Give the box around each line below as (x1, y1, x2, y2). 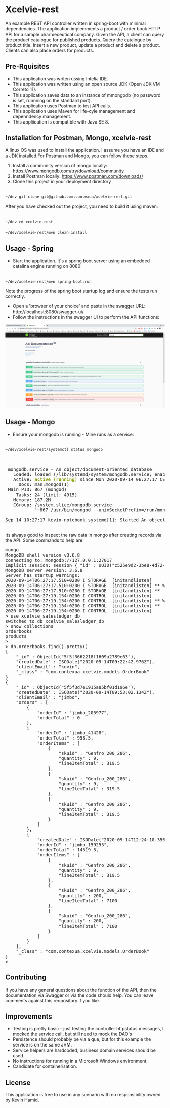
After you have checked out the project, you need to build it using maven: (5, 203, 158, 209)
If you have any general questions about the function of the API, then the (5, 987, 157, 993)
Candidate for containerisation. (12, 1063, 77, 1069)
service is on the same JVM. (12, 1042, 72, 1048)
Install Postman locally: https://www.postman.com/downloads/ (12, 173, 143, 179)
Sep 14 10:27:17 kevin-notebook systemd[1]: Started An (5, 517, 147, 523)
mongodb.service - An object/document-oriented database (8, 466, 152, 472)
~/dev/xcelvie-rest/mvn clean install (5, 230, 87, 235)
